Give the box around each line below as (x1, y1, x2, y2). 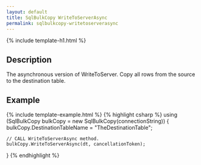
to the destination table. (6, 77, 66, 85)
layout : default (6, 9, 48, 15)
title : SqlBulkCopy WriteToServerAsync (6, 15, 108, 21)
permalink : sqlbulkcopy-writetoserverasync (6, 20, 119, 26)
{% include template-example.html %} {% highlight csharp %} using (6, 111, 178, 118)
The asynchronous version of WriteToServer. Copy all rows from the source (6, 71, 196, 78)
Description (6, 54, 52, 65)
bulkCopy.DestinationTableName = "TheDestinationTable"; (6, 124, 153, 131)
